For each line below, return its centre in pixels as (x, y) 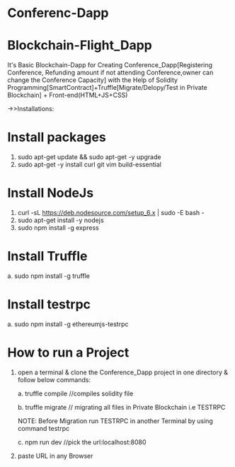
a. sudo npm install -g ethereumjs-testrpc (68, 324)
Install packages (57, 138)
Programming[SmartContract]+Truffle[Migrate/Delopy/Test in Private (107, 88)
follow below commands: (54, 379)
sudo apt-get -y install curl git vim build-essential (89, 165)
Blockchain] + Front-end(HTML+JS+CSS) (68, 95)
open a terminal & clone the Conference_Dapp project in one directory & (123, 372)
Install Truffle (47, 256)
